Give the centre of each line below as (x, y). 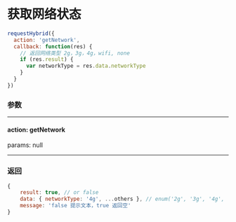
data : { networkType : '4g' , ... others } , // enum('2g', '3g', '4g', (122, 199)
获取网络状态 (45, 14)
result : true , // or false (59, 193)
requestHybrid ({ (31, 33)
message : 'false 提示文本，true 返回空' (76, 206)
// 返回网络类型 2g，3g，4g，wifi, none (75, 53)
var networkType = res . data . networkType (86, 66)
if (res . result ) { (47, 60)
